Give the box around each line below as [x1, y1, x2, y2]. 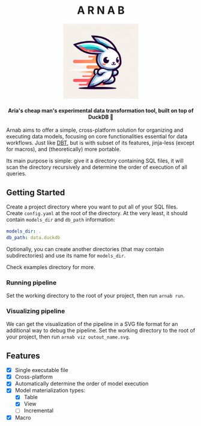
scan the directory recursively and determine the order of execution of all [6, 164, 188, 171]
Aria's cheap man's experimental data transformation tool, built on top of [8, 107, 194, 114]
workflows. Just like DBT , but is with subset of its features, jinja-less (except [6, 139, 195, 147]
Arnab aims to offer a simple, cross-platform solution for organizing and [6, 126, 184, 134]
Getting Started [6, 187, 65, 198]
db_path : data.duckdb [6, 234, 61, 240]
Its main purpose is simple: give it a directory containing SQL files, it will [6, 157, 184, 165]
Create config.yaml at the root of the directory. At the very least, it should [6, 209, 188, 216]
